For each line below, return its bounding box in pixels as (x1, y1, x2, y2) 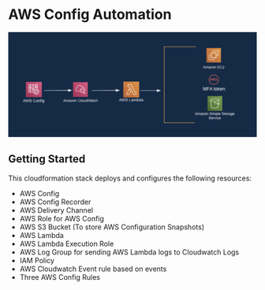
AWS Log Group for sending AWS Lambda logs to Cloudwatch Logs (19, 247, 239, 257)
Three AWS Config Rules (19, 272, 101, 281)
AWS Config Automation (8, 6, 172, 24)
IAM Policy (19, 255, 55, 265)
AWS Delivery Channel (19, 205, 93, 214)
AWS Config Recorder (19, 197, 91, 206)
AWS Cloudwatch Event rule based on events (19, 264, 167, 273)
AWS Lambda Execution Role (19, 239, 114, 248)
